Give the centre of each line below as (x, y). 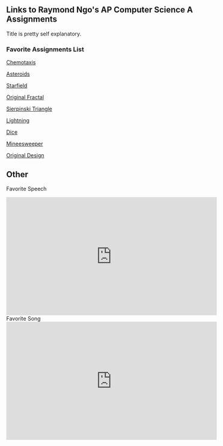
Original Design (25, 155)
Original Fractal (25, 97)
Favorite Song (23, 318)
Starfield (17, 86)
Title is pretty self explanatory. (44, 34)
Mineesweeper (25, 144)
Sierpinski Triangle (29, 109)
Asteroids (18, 74)
